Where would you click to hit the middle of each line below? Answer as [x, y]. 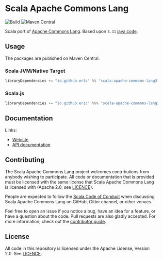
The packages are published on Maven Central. [52, 58]
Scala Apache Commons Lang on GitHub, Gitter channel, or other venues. [79, 201]
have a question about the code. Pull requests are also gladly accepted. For [81, 216]
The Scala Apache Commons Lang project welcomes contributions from [77, 171]
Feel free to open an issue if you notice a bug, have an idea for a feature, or [80, 211]
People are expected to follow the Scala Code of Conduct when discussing [80, 196]
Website [20, 139]
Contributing [25, 160]
